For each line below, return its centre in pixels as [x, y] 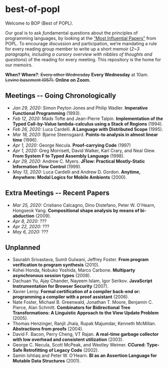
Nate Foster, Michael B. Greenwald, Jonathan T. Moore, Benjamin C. [82, 302]
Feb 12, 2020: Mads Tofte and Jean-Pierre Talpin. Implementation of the [88, 118]
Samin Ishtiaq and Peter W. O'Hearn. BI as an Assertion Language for [85, 355]
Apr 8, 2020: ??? [29, 221]
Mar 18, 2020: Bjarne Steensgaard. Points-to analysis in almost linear [85, 135]
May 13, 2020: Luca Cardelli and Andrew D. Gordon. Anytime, [76, 172]
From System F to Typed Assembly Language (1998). [68, 156]
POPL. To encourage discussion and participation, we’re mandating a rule [81, 43]
